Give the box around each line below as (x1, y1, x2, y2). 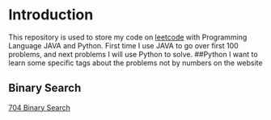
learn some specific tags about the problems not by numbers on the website (8, 58, 263, 68)
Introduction (8, 6, 94, 24)
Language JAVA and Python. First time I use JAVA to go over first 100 (8, 40, 239, 50)
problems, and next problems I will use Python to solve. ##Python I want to (8, 49, 258, 59)
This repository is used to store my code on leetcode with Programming (8, 32, 248, 42)
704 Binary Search (8, 102, 70, 112)
